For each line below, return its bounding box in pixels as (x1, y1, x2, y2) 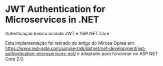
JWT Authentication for (5, 3, 105, 15)
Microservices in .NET (5, 14, 99, 25)
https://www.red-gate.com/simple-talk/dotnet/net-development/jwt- (5, 45, 146, 51)
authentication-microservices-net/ (5, 51, 76, 57)
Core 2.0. (5, 56, 24, 62)
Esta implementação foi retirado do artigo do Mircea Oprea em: (5, 40, 135, 46)
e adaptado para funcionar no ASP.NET (76, 51, 158, 57)
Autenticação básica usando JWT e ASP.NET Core (5, 30, 109, 36)
